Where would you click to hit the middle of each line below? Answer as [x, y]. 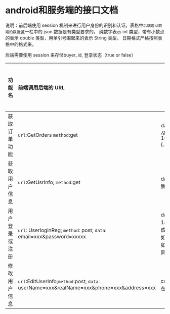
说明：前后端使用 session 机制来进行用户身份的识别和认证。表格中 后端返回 [82, 25]
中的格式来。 [23, 44]
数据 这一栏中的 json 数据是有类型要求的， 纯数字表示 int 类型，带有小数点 [88, 31]
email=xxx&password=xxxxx [52, 236]
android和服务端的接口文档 [62, 10]
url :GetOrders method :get [48, 135]
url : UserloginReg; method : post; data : [62, 230]
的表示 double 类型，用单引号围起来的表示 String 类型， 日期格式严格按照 [82, 38]
